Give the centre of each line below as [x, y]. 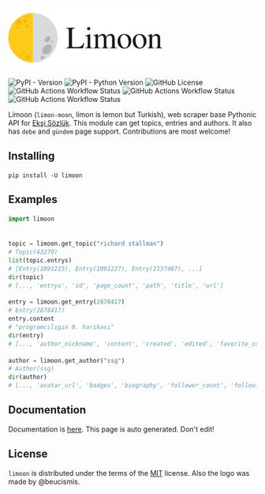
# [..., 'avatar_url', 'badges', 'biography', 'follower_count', [118, 386]
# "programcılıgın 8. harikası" [61, 327]
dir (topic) [26, 277]
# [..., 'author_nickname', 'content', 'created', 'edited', [111, 344]
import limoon [32, 219]
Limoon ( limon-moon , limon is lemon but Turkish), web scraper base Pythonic [132, 115]
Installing [32, 156]
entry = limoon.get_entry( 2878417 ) [67, 302]
